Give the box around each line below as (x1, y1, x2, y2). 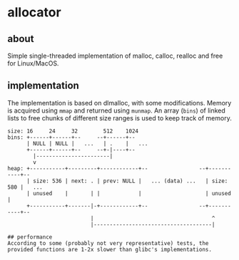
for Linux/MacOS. (7, 59, 59, 68)
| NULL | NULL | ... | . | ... (26, 140, 148, 147)
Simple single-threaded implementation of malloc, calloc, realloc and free (7, 51, 223, 60)
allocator (7, 4, 62, 21)
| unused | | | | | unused (26, 189, 232, 197)
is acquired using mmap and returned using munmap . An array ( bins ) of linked (7, 106, 226, 115)
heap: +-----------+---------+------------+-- (7, 165, 148, 172)
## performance (7, 233, 53, 241)
